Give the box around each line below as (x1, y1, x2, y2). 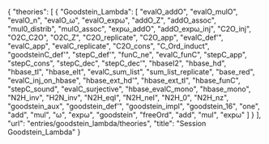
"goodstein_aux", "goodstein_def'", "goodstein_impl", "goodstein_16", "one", (7, 101, 260, 111)
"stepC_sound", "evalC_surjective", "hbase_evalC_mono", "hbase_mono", (7, 84, 251, 94)
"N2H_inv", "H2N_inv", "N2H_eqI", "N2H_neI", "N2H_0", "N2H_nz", (7, 93, 228, 102)
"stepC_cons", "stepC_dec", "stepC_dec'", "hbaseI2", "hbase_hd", (7, 58, 227, 68)
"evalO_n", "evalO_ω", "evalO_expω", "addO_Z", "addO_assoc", (7, 15, 216, 25)
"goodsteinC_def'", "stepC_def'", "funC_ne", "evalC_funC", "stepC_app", (7, 50, 248, 59)
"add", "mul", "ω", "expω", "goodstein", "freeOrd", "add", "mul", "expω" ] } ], (7, 110, 262, 120)
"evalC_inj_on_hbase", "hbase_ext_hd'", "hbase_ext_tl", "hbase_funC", (7, 76, 241, 85)
